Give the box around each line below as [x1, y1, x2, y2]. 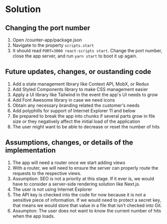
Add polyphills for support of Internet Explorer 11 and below [12, 107, 136, 114]
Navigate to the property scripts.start [12, 42, 94, 48]
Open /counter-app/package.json [12, 37, 82, 43]
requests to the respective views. [12, 170, 81, 176]
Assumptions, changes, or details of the [5, 138, 133, 147]
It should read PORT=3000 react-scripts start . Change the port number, [12, 48, 162, 53]
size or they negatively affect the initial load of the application [12, 118, 140, 124]
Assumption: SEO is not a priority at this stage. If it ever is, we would [12, 175, 154, 182]
